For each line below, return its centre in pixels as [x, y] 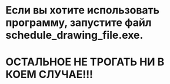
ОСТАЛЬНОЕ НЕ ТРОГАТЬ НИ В [85, 62]
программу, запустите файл [79, 23]
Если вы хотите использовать [83, 10]
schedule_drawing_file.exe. [74, 35]
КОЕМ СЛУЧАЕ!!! [49, 75]
